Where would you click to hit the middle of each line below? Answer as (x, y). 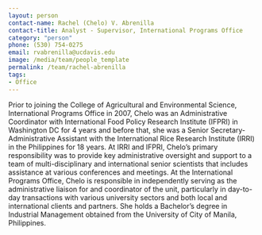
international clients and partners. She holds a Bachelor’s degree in (118, 206)
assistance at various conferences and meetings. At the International (121, 172)
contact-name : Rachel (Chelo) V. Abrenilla (81, 23)
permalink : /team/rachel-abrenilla (67, 67)
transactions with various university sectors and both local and (125, 197)
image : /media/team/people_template (69, 60)
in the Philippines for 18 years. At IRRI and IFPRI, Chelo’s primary (113, 147)
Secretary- (228, 130)
